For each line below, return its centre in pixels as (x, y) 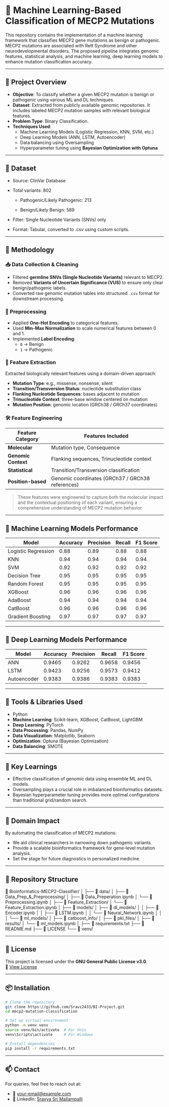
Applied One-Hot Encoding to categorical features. (66, 323)
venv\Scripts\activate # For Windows (49, 1035)
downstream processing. (38, 299)
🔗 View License (21, 967)
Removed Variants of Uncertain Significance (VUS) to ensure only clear (88, 283)
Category (27, 439)
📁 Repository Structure (42, 879)
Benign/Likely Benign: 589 (47, 210)
